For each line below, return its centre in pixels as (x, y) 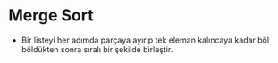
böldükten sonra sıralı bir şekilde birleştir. (97, 49)
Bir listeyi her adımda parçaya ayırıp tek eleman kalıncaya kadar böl (145, 40)
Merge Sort (51, 16)
